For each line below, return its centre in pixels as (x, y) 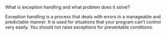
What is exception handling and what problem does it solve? (67, 7)
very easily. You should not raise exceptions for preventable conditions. (79, 27)
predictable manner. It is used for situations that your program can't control (83, 22)
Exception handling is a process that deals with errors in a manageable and (83, 17)
